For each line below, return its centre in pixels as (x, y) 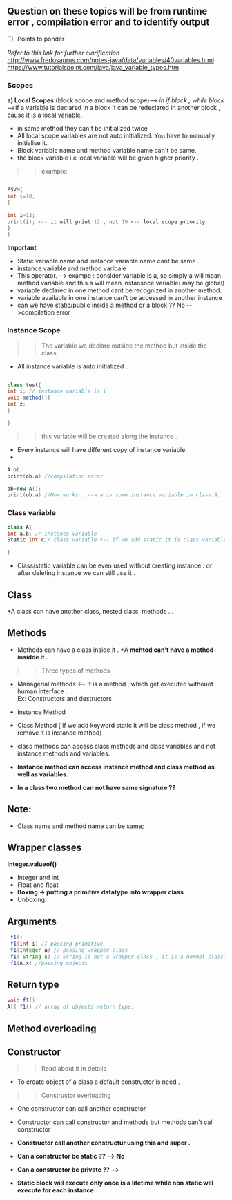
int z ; (17, 404)
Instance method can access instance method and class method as (116, 767)
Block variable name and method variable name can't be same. (107, 151)
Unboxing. (32, 900)
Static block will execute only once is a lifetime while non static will (115, 1183)
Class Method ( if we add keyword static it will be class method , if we (116, 725)
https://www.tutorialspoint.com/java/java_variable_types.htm (93, 67)
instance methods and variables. (64, 753)
